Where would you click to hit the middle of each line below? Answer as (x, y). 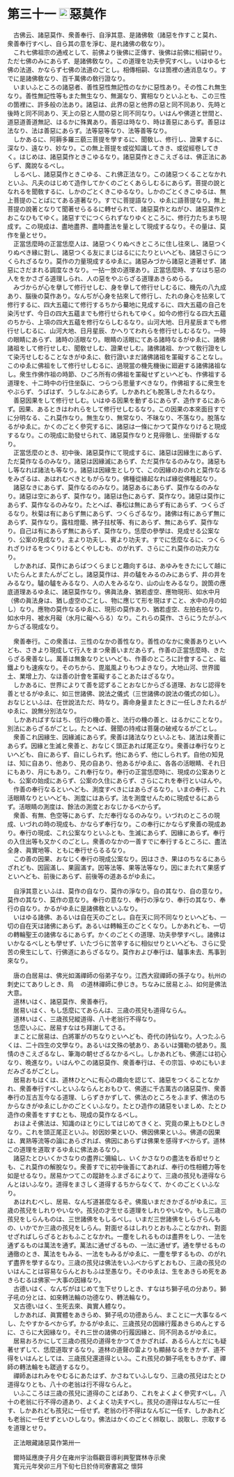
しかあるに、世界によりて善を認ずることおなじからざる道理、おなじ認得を (120, 685)
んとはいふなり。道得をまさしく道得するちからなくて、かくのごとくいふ (111, 1184)
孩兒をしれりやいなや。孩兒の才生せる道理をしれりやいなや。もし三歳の (123, 1210)
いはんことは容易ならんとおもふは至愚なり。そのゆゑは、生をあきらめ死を (114, 1271)
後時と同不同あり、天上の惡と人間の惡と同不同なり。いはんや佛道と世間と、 (117, 113)
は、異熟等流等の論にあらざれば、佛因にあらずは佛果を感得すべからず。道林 (117, 1140)
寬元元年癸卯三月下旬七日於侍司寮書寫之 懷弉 (78, 1466)
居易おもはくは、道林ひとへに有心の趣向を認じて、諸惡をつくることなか (116, 1080)
